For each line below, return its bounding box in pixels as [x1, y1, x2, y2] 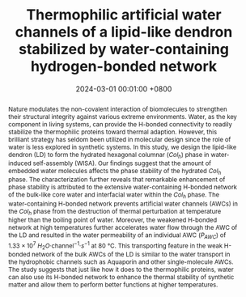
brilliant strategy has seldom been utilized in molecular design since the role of [7, 135, 231, 143]
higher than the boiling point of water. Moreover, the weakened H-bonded [7, 216, 218, 224]
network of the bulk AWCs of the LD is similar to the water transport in [32, 249, 231, 258]
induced [7, 159, 32, 168]
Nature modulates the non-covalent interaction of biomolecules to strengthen [7, 104, 227, 113]
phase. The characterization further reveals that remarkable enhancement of [7, 176, 226, 184]
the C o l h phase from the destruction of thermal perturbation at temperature [7, 206, 222, 217]
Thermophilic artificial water [26, 6, 222, 24]
